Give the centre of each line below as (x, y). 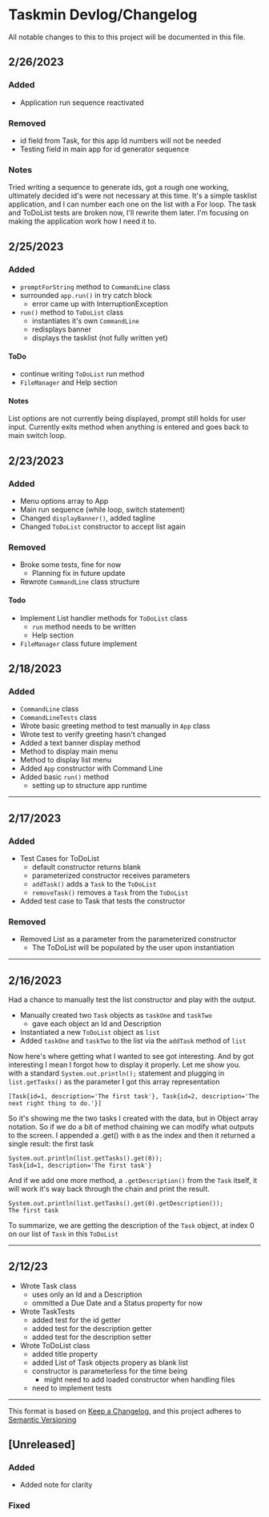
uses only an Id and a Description (87, 1294)
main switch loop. (37, 436)
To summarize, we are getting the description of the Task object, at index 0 (131, 1225)
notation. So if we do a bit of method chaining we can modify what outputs (131, 1126)
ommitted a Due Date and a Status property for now (117, 1302)
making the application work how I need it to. (82, 221)
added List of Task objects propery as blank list (110, 1362)
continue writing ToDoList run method (82, 374)
